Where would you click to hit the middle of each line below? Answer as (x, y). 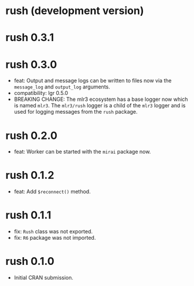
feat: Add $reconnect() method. (52, 192)
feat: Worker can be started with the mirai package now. (82, 152)
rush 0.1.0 (30, 261)
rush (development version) (75, 11)
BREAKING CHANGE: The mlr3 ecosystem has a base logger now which (101, 99)
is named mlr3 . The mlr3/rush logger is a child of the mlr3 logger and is (100, 105)
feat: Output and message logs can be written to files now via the (93, 81)
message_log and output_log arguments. (62, 87)
